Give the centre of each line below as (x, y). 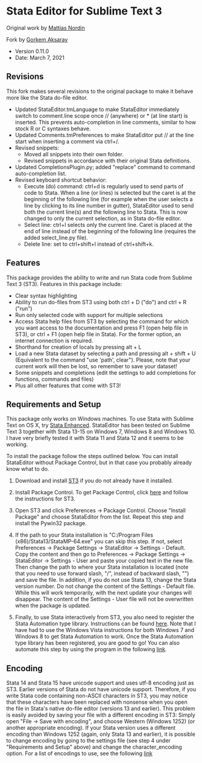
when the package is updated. (52, 605)
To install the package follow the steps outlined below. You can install (92, 456)
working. (17, 444)
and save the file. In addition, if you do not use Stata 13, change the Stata (106, 580)
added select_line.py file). (56, 237)
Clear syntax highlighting (46, 295)
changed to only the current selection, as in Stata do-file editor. (103, 218)
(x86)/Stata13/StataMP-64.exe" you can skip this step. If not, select (99, 541)
